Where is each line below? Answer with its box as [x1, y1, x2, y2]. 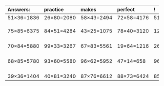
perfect [117, 6, 135, 13]
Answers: [7, 6, 30, 13]
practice [43, 6, 64, 13]
